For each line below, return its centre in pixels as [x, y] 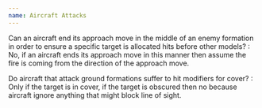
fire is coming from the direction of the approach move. [99, 63]
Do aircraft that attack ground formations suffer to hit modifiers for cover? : [131, 78]
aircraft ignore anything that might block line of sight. [95, 95]
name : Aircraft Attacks [48, 15]
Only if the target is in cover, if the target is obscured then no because [123, 87]
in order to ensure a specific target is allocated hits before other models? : [129, 46]
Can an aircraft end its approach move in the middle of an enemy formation [131, 38]
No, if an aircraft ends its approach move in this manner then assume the [127, 54]
